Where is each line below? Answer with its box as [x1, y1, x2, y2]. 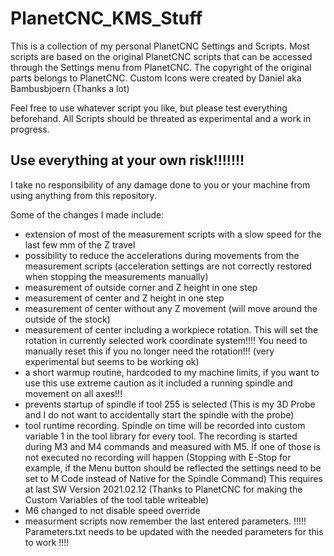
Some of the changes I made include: [10, 208, 165, 221]
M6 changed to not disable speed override [24, 504, 201, 516]
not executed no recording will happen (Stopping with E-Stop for [24, 451, 292, 463]
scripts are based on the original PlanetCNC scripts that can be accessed [10, 50, 313, 62]
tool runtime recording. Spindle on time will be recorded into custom [24, 419, 306, 431]
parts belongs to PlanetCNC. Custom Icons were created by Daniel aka [10, 72, 302, 84]
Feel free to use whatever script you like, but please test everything [10, 102, 288, 114]
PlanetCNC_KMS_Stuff [10, 7, 203, 30]
